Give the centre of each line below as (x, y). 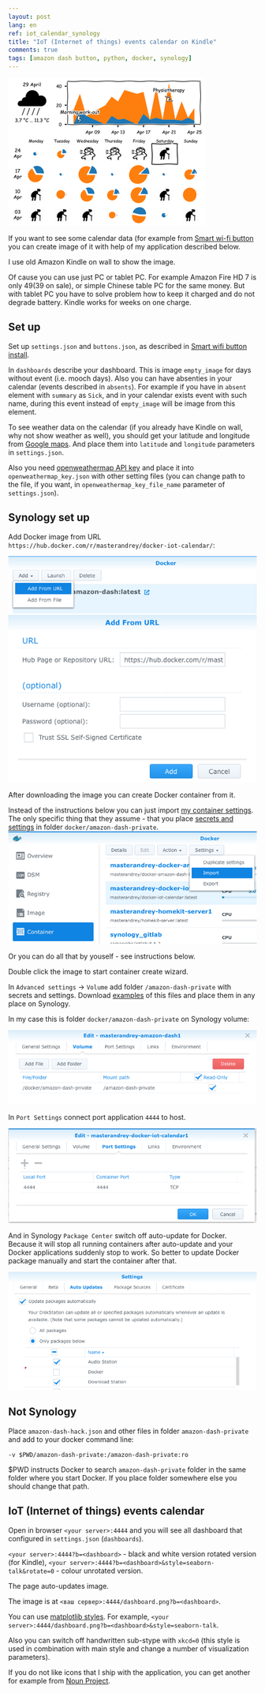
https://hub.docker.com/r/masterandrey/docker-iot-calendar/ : (112, 545)
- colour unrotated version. (100, 1571)
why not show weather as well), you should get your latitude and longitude (129, 435)
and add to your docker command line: (71, 1439)
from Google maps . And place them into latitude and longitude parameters (131, 444)
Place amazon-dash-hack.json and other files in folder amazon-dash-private (129, 1431)
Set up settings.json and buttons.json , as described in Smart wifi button (127, 346)
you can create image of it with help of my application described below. (124, 246)
